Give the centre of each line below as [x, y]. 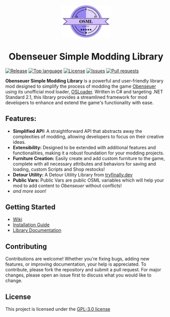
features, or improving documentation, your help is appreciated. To [76, 264]
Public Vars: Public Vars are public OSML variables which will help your [88, 180]
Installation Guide [31, 225]
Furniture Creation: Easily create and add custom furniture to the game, [89, 158]
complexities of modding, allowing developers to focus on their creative [88, 136]
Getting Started [30, 207]
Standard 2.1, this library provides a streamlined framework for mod [76, 97]
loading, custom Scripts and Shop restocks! [59, 169]
